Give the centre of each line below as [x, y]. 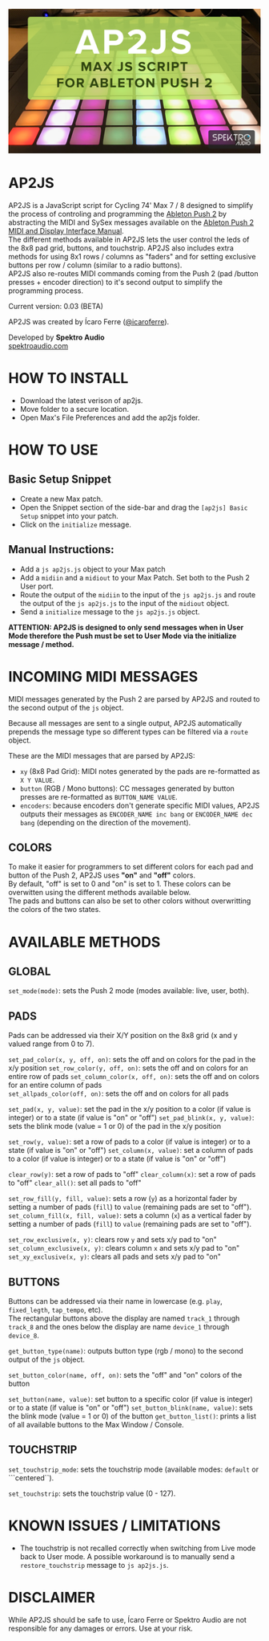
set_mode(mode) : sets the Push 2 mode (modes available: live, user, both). [129, 991]
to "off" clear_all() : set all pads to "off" [75, 1183]
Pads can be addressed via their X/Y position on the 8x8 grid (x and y [123, 1036]
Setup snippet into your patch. [69, 515]
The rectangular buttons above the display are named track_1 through [124, 1318]
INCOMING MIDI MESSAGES [103, 676]
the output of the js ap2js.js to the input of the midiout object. [124, 603]
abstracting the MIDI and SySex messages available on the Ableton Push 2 [131, 222]
